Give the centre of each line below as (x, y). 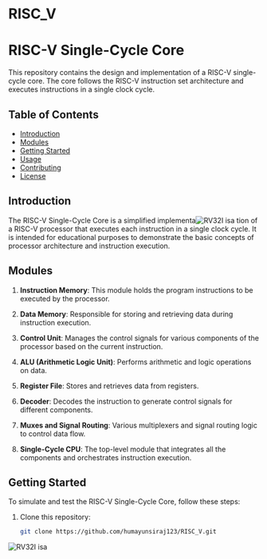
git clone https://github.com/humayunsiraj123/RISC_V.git (118, 532)
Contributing (40, 167)
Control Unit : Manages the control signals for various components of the (139, 338)
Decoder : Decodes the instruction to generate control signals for (126, 401)
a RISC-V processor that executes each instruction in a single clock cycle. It (132, 229)
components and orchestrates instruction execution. (106, 457)
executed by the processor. (65, 298)
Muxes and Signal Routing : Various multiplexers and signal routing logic (138, 425)
